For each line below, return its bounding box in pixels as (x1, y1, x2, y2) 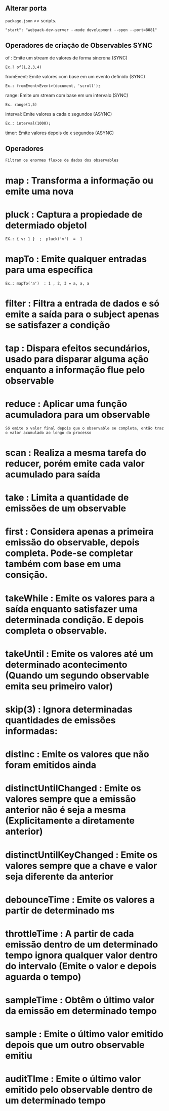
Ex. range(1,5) (5, 102, 37, 107)
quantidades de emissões (5, 714, 116, 726)
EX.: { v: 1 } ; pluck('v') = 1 (5, 236, 82, 241)
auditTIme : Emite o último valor (5, 1073, 141, 1085)
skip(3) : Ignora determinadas (5, 703, 133, 715)
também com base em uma (5, 559, 121, 570)
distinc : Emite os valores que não (5, 749, 149, 760)
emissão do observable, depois (5, 537, 140, 548)
